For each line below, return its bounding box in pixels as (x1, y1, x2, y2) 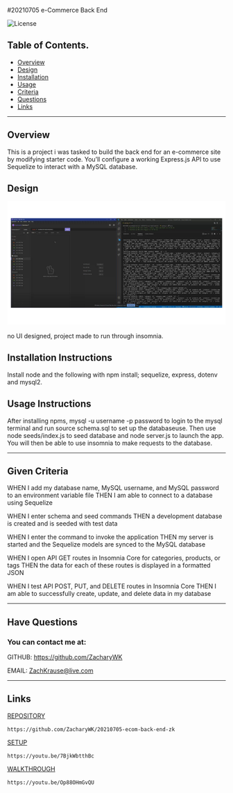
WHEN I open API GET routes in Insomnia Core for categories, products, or (7, 553, 221, 563)
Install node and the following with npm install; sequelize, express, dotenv (7, 370, 218, 379)
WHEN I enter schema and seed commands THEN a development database (7, 512, 223, 521)
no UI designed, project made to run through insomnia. (7, 331, 164, 340)
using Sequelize (7, 498, 53, 507)
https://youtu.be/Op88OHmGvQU (7, 779, 95, 786)
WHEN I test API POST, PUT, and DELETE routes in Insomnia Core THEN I (7, 582, 217, 590)
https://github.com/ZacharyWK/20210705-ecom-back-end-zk (7, 725, 175, 733)
